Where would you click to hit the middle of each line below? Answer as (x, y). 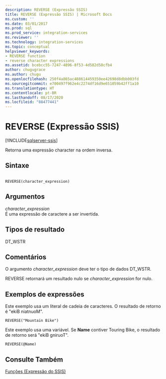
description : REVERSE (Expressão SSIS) (46, 10)
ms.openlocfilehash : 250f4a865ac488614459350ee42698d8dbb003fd (72, 79)
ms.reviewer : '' (22, 38)
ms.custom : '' (20, 19)
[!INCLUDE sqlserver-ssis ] (32, 141)
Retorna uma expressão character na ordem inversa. (59, 150)
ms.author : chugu (23, 75)
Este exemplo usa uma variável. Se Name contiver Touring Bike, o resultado (83, 330)
